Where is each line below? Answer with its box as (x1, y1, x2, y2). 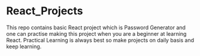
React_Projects (6, 4, 83, 18)
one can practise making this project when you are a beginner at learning (6, 30, 187, 37)
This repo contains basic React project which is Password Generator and (6, 24, 186, 31)
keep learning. (6, 43, 42, 50)
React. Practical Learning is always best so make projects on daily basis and (6, 36, 195, 43)
